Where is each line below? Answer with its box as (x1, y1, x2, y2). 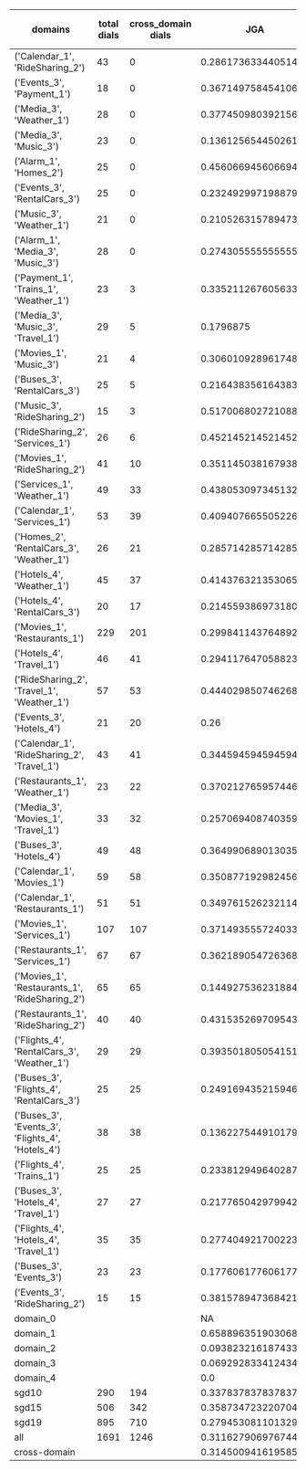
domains (31, 23, 71, 36)
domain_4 (14, 1371, 56, 1384)
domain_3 (14, 1357, 56, 1369)
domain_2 (14, 1342, 56, 1354)
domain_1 (14, 1328, 56, 1339)
